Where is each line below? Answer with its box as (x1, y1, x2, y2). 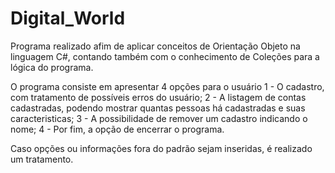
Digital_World (10, 7, 126, 30)
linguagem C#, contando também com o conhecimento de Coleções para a (10, 50, 320, 62)
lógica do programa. (10, 61, 94, 73)
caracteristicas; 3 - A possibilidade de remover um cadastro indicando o (10, 112, 308, 124)
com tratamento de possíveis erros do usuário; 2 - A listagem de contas (10, 91, 307, 103)
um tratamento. (10, 153, 74, 165)
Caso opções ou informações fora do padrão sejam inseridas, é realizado (10, 142, 313, 154)
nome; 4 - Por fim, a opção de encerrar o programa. (10, 123, 225, 135)
